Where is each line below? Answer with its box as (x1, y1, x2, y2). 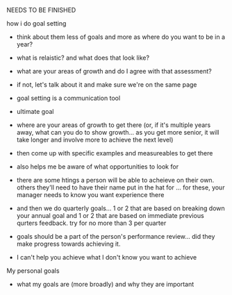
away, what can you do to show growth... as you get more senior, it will (16, 128, 219, 136)
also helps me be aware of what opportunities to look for (16, 162, 179, 171)
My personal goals (6, 267, 60, 275)
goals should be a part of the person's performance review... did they (16, 233, 215, 240)
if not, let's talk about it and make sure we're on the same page (16, 81, 197, 89)
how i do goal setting (6, 19, 67, 27)
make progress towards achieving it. (16, 239, 121, 248)
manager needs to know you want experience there (16, 191, 165, 199)
